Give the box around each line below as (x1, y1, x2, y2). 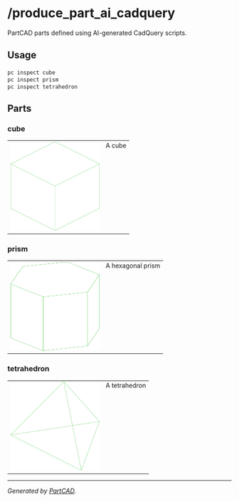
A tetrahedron (105, 381, 147, 389)
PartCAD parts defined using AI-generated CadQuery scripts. (7, 28, 187, 37)
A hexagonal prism (105, 261, 161, 270)
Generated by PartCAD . (7, 486, 77, 495)
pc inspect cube (7, 69, 55, 76)
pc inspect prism (7, 76, 59, 83)
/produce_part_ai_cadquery (7, 5, 176, 21)
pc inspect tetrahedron (7, 83, 78, 90)
